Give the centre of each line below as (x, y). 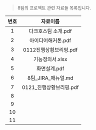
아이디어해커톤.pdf (50, 40)
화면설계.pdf (50, 68)
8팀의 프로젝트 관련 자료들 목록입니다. (54, 8)
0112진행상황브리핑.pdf (50, 50)
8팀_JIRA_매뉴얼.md (50, 78)
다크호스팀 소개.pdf (50, 31)
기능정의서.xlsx (50, 59)
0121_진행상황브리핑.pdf (50, 87)
